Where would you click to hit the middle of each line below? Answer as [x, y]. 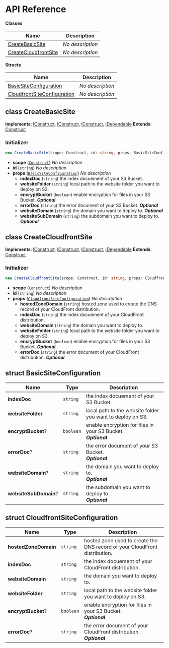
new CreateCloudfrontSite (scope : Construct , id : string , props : [74, 278]
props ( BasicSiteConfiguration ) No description [62, 173]
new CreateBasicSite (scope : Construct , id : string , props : [68, 153]
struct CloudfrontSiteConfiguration [62, 518]
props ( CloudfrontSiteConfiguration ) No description [67, 298]
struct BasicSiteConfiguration [53, 373]
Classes [14, 23]
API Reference [36, 9]
